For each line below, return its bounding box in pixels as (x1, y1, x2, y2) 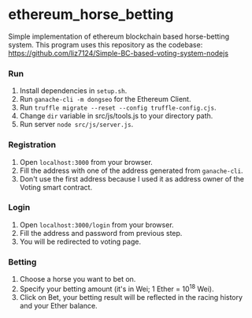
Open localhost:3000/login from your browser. (19, 219, 175, 230)
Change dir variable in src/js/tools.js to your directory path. (19, 111, 213, 121)
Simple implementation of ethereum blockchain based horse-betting (8, 32, 230, 41)
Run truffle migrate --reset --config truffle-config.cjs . (19, 103, 217, 112)
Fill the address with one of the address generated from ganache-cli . (19, 166, 243, 175)
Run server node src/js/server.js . (19, 120, 134, 129)
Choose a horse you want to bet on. (19, 275, 136, 284)
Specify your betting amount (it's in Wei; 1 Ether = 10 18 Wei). (19, 282, 214, 294)
